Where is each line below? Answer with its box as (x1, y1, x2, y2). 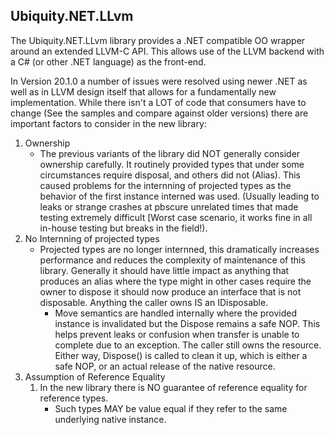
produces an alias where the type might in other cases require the (39, 275, 312, 287)
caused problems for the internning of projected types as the (39, 179, 292, 191)
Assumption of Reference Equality (24, 370, 166, 383)
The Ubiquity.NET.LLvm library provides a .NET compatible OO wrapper (10, 34, 306, 46)
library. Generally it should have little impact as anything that (39, 264, 290, 276)
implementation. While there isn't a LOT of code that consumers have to (10, 96, 307, 108)
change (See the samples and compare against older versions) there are (10, 107, 309, 119)
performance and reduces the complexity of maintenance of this (39, 254, 306, 266)
